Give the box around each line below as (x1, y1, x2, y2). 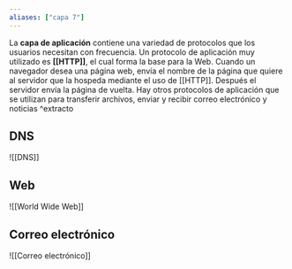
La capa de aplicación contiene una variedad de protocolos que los (9, 37, 256, 48)
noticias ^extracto (9, 103, 74, 113)
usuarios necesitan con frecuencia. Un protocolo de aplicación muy (9, 46, 256, 58)
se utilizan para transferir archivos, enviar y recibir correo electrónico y (9, 94, 267, 104)
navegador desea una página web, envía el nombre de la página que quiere (9, 65, 283, 76)
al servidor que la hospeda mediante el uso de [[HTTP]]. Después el (9, 74, 257, 85)
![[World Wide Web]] (9, 201, 84, 212)
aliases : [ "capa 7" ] (9, 12, 86, 22)
